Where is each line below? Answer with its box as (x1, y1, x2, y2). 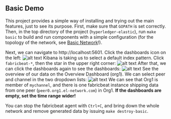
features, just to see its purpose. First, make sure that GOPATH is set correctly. (5, 23, 166, 29)
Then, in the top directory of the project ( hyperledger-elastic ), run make (5, 28, 157, 35)
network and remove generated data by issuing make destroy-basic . (5, 108, 149, 114)
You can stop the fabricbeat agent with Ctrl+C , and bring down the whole (5, 102, 160, 109)
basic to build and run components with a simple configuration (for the (5, 34, 154, 40)
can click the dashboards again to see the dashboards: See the (5, 65, 159, 72)
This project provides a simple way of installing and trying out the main (5, 17, 154, 23)
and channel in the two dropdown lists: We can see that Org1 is (5, 76, 158, 82)
